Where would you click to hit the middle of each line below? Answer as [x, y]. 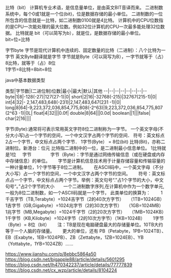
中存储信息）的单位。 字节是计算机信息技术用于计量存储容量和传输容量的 [85, 161]
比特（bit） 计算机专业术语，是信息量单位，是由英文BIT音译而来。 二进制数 [84, 7]
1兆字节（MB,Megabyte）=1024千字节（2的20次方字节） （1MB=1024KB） [85, 212]
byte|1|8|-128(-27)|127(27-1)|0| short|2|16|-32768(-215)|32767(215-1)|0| [81, 97]
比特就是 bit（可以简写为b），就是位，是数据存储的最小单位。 [79, 33]
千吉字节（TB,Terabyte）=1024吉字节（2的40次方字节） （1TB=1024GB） [84, 199]
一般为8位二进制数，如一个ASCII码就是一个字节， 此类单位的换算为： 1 [84, 193]
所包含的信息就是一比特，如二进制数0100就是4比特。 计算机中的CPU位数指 [84, 20]
